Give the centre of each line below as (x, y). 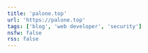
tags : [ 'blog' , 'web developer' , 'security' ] (74, 26)
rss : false (23, 39)
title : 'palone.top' (37, 13)
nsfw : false (24, 33)
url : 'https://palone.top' (46, 20)
